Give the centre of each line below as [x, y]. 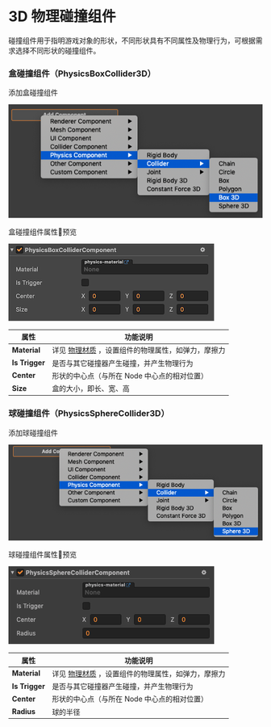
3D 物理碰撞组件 [62, 17]
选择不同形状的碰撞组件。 [58, 50]
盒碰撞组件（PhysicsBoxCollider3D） [82, 74]
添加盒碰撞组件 [33, 93]
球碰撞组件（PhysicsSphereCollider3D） [89, 414]
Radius [24, 712]
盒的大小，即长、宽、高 [91, 389]
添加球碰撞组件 [33, 432]
